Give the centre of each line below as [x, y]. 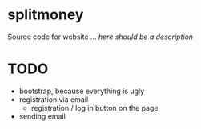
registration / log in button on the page [94, 107]
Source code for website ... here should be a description [100, 37]
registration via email [54, 99]
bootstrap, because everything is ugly [82, 91]
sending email [42, 116]
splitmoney [46, 15]
